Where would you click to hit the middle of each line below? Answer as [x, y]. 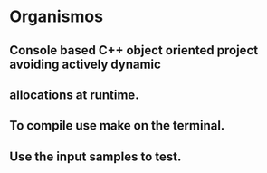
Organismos [57, 17]
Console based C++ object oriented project [134, 50]
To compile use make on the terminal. [117, 125]
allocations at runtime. [74, 95]
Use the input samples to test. [95, 156]
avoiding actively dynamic [85, 64]
